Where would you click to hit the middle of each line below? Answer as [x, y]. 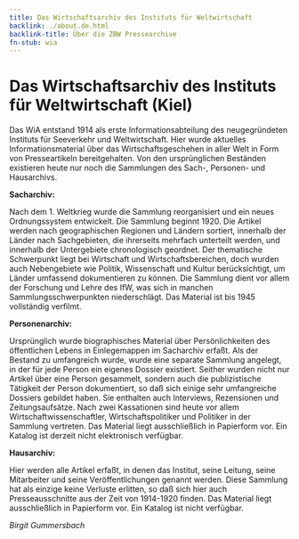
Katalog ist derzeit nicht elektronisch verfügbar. [97, 436]
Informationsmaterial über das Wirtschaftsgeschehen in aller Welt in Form [144, 149]
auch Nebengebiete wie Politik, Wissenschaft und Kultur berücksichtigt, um [147, 269]
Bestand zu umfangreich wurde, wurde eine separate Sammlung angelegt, [145, 360]
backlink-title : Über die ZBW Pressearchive [93, 34]
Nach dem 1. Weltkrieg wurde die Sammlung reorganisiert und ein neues [141, 212]
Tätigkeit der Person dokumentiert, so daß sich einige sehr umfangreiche [143, 388]
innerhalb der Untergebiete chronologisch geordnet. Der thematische [136, 249]
